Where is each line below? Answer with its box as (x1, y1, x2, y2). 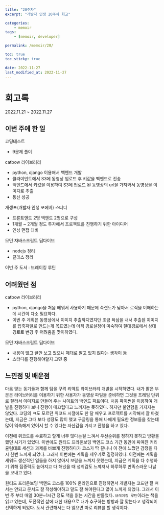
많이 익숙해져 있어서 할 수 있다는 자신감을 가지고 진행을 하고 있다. (5, 422, 129, 428)
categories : (5, 21, 29, 25)
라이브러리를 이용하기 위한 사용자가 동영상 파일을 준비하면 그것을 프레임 (14, 392, 150, 397)
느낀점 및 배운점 (5, 372, 50, 380)
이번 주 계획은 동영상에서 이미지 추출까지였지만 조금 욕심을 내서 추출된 (12, 317, 146, 322)
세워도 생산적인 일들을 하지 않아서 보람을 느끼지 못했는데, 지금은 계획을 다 (5, 457, 145, 463)
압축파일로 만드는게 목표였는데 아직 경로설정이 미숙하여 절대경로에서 (17, 323, 147, 329)
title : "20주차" (5, 7, 36, 12)
